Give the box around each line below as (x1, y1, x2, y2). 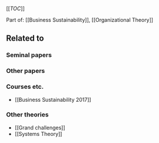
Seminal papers (6, 51, 52, 59)
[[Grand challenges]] (14, 124, 66, 131)
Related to (6, 34, 44, 44)
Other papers (6, 67, 45, 75)
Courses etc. (6, 82, 44, 91)
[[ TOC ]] (6, 5, 25, 12)
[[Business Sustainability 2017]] (14, 96, 91, 103)
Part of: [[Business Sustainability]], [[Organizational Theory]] (6, 16, 154, 23)
